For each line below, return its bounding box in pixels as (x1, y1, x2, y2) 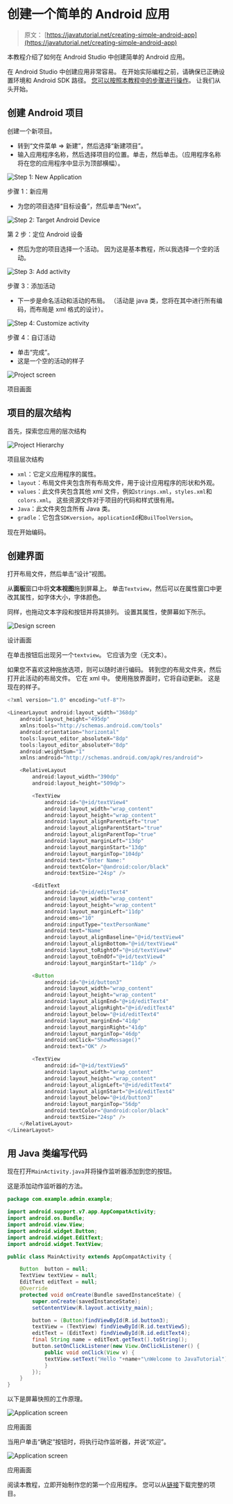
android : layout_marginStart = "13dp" (44, 844, 148, 851)
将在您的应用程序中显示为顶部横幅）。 (17, 159, 124, 167)
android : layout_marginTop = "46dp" (44, 1030, 141, 1037)
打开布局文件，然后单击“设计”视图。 (7, 570, 110, 578)
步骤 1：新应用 (7, 187, 49, 195)
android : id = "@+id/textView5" (44, 1062, 129, 1069)
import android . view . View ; (7, 1222, 85, 1229)
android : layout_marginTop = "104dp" (44, 851, 144, 857)
